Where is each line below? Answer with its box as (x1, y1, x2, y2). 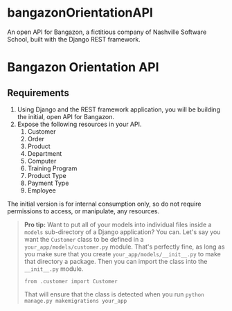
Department (27, 149, 62, 157)
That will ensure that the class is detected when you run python (24, 290, 204, 299)
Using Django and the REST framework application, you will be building (17, 105, 220, 114)
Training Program (27, 164, 78, 172)
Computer (27, 157, 57, 165)
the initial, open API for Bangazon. (17, 112, 114, 121)
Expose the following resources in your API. (17, 120, 142, 128)
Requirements (7, 87, 69, 98)
